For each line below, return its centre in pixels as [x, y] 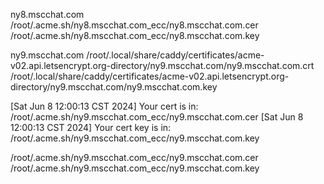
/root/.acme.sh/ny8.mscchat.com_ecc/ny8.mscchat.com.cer [134, 25]
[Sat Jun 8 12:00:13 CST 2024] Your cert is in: [104, 106]
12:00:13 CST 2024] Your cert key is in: [91, 127]
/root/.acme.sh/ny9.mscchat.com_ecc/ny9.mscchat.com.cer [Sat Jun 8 [157, 117]
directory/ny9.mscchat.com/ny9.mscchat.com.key [114, 87]
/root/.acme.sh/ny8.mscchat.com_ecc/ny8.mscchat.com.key [135, 35]
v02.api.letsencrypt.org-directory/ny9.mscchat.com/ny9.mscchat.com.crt [162, 65]
